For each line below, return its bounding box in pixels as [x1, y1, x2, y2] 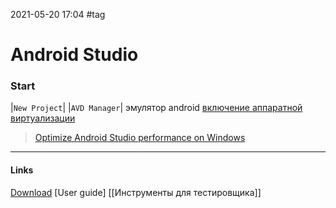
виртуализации [10, 112, 76, 124]
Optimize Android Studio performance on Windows [34, 132, 246, 144]
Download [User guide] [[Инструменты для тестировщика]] [10, 186, 262, 198]
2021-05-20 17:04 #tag [10, 9, 106, 20]
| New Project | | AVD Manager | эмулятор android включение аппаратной [10, 102, 303, 114]
